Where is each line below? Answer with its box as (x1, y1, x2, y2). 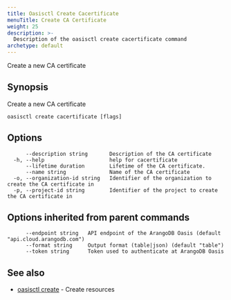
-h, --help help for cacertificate (13, 157, 178, 164)
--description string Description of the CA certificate (25, 150, 212, 157)
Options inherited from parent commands (7, 212, 190, 224)
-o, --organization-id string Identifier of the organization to (13, 175, 212, 182)
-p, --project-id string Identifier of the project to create (13, 186, 218, 194)
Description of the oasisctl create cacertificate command (13, 36, 187, 43)
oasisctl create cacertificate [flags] (7, 113, 122, 120)
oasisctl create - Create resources (17, 285, 115, 294)
